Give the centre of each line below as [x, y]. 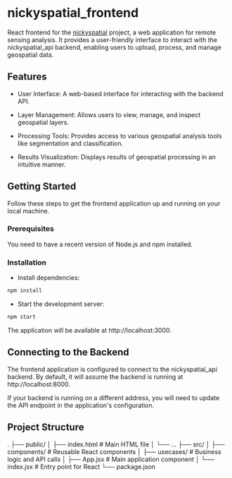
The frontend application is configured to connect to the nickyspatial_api [112, 369]
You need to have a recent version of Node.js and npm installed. [100, 244]
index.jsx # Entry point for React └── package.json [82, 466]
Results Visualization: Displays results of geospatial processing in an [116, 157]
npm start [22, 317]
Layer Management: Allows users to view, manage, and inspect [109, 114]
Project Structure [46, 427]
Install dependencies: [49, 278]
